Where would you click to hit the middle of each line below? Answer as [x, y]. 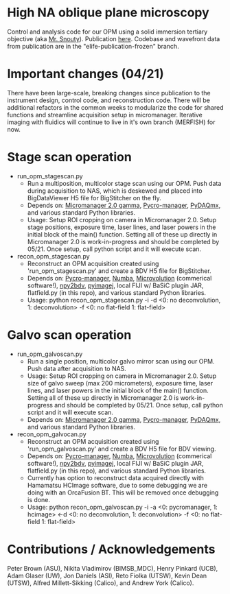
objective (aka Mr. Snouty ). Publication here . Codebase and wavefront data [114, 38]
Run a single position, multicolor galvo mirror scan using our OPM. [121, 361]
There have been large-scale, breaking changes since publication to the [109, 93]
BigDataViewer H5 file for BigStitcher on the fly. [94, 198]
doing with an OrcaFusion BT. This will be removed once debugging [123, 492]
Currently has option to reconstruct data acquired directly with [115, 477]
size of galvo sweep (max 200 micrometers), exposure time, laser [120, 383]
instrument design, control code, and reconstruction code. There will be [109, 100]
